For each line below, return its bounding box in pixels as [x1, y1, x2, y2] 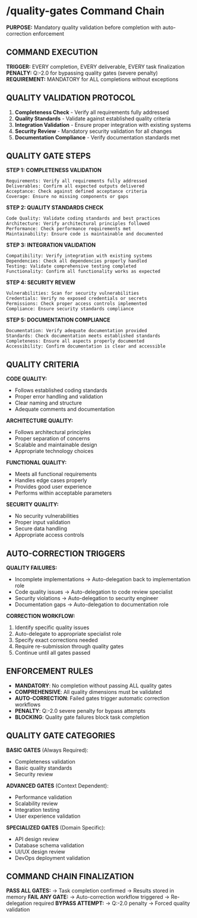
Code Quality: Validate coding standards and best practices [6, 215, 161, 222]
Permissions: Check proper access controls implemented [6, 301, 147, 307]
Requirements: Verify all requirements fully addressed [6, 178, 147, 184]
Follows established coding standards [14, 387, 108, 394]
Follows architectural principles [14, 429, 91, 436]
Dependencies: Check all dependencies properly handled [6, 258, 147, 264]
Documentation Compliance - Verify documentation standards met [14, 133, 180, 141]
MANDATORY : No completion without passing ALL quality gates [14, 682, 172, 689]
